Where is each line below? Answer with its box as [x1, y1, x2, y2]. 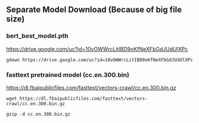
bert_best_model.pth [6, 32, 69, 40]
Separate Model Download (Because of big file [6, 5, 182, 15]
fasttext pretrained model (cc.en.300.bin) [6, 71, 130, 79]
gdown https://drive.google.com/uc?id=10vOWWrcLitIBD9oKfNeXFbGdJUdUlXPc [6, 56, 194, 63]
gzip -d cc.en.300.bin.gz [6, 111, 70, 117]
